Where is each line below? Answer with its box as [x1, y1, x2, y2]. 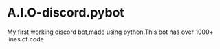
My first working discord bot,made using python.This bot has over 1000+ [7, 28, 214, 36]
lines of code [7, 35, 45, 43]
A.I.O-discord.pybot [7, 5, 125, 21]
